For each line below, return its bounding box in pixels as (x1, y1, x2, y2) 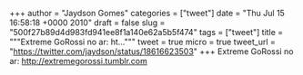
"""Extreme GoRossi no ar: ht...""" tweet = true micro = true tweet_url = (9, 36, 276, 47)
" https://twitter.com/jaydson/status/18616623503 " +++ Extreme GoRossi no (9, 46, 294, 57)
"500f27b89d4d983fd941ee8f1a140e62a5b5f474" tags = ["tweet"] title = (9, 27, 284, 37)
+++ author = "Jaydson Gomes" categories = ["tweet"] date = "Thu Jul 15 (9, 8, 285, 18)
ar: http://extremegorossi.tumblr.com (9, 56, 147, 66)
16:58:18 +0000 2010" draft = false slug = (9, 17, 166, 28)
